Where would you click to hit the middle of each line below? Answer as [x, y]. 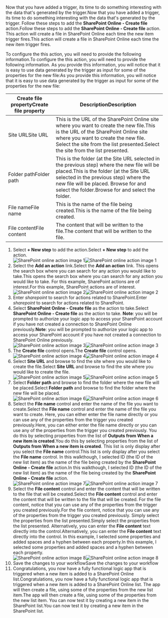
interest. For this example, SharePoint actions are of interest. [74, 287]
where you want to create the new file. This [105, 125]
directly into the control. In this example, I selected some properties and [86, 536]
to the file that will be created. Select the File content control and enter [85, 494]
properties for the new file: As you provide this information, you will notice [81, 75]
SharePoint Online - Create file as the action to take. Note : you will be [85, 313]
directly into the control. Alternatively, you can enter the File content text [87, 531]
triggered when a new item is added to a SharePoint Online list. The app [86, 584]
